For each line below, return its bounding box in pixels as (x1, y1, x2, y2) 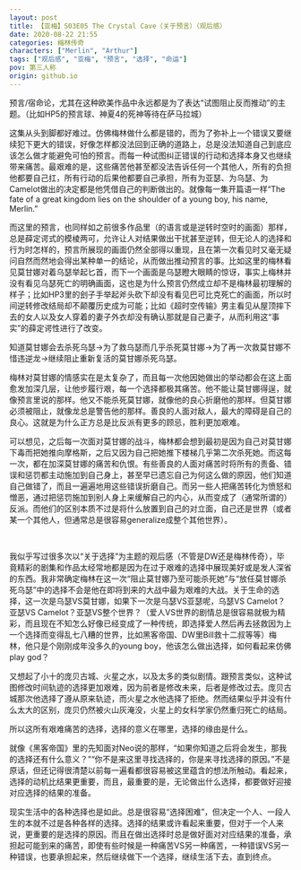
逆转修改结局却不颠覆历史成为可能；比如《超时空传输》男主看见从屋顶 (16, 300, 276, 310)
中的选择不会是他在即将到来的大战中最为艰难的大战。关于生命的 (36, 584, 272, 595)
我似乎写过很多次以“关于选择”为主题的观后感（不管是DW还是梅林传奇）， (9, 551, 278, 561)
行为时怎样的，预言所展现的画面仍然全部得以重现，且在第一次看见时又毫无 (9, 244, 284, 255)
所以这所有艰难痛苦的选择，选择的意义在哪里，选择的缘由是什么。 (9, 723, 253, 734)
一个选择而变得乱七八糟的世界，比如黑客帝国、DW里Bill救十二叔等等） (9, 629, 270, 639)
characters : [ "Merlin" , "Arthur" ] (9, 47, 139, 56)
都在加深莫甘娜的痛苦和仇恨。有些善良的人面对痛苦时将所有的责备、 (32, 458, 284, 469)
